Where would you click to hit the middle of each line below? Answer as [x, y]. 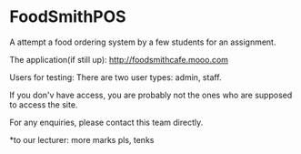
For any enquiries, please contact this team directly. [106, 122]
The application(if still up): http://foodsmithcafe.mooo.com [119, 59]
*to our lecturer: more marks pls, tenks [82, 139]
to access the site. [44, 104]
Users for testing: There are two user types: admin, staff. [115, 77]
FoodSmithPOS [68, 17]
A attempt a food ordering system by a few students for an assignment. [143, 42]
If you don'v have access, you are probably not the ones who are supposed [151, 95]
